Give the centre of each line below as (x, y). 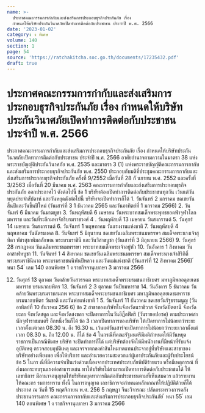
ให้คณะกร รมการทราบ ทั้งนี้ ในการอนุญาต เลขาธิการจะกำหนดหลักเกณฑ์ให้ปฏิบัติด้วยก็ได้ (104, 383)
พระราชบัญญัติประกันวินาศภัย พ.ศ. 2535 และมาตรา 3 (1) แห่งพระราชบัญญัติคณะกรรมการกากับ (103, 164)
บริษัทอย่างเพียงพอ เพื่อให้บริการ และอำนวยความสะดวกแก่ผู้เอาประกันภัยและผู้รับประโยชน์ (105, 356)
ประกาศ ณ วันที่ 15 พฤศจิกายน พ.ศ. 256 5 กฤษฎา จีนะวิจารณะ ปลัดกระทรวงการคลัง (102, 390)
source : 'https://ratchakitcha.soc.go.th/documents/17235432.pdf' (93, 57)
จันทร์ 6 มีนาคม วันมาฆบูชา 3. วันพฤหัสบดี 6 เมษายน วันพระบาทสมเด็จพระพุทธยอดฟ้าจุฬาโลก (102, 213)
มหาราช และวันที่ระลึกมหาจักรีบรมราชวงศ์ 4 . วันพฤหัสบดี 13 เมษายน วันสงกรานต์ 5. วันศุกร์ (100, 219)
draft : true (22, 63)
